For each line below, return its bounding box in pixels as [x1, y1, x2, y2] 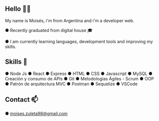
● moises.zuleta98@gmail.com [5, 111, 68, 117]
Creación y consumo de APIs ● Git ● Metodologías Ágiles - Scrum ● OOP [5, 76, 154, 81]
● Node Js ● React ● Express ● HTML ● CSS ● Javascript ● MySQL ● [5, 71, 153, 76]
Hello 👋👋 [5, 5, 31, 13]
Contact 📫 [5, 95, 39, 104]
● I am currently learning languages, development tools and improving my [5, 38, 153, 44]
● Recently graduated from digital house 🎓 [5, 27, 93, 33]
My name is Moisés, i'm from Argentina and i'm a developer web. [5, 17, 134, 23]
